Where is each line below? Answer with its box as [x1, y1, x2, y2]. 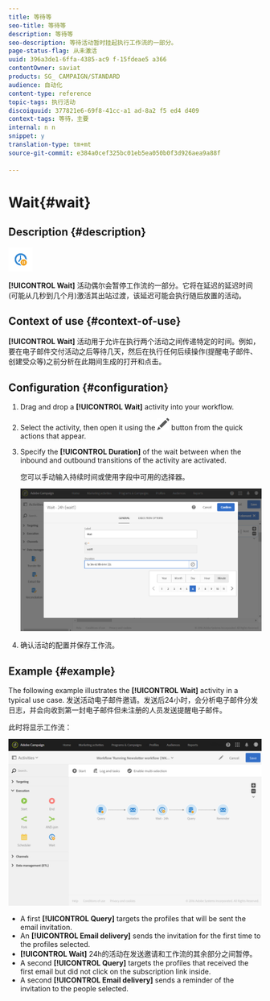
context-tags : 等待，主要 [8, 115, 89, 123]
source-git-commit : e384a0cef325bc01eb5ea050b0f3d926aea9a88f [8, 149, 221, 157]
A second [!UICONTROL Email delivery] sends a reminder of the [19, 975, 235, 985]
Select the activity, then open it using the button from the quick [19, 423, 243, 433]
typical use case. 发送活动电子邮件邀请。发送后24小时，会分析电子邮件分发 [8, 696, 259, 705]
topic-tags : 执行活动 [8, 98, 76, 106]
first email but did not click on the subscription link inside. [19, 966, 211, 976]
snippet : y [8, 132, 45, 140]
